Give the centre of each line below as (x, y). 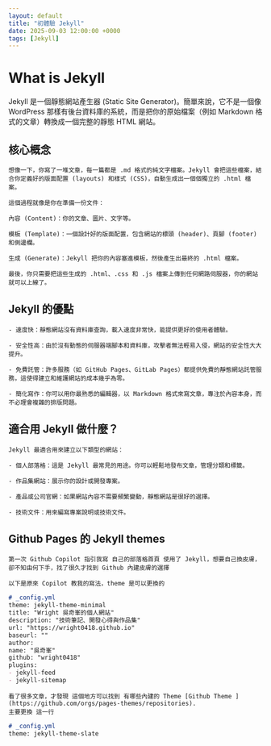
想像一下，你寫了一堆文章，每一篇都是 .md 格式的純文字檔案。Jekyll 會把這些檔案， (132, 170)
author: (21, 643)
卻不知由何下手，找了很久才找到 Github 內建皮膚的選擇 (89, 568)
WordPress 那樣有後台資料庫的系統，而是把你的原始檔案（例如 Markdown (131, 112)
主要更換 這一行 (31, 712)
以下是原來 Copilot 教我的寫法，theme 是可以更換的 (87, 584)
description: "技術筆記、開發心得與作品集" (75, 621)
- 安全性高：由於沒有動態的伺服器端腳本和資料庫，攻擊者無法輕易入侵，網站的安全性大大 (135, 345)
